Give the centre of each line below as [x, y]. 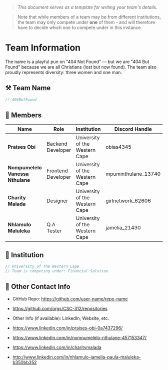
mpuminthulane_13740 [133, 174]
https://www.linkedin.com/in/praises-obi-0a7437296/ [67, 328]
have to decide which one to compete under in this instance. [80, 28]
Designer [57, 201]
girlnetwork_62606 [128, 201]
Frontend [57, 171]
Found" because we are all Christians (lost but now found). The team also [81, 67]
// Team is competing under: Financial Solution [57, 271]
